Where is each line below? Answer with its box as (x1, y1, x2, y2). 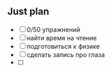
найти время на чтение (26, 33, 97, 42)
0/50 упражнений (26, 25, 80, 34)
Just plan (7, 6, 50, 18)
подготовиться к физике (26, 42, 101, 50)
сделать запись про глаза (26, 50, 105, 59)
